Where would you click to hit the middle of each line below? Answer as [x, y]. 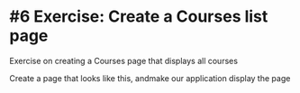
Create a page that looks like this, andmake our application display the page [150, 78]
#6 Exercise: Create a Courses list [139, 17]
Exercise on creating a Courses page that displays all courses [124, 60]
